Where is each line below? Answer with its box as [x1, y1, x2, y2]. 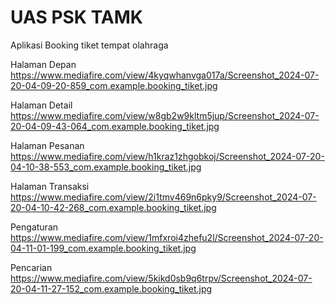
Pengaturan [10, 221, 59, 233]
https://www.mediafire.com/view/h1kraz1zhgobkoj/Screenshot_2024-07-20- [10, 150, 325, 162]
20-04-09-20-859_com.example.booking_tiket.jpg [10, 79, 218, 91]
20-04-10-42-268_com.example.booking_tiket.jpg [10, 201, 217, 213]
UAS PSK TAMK [10, 6, 143, 29]
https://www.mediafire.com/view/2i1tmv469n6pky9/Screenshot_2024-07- [10, 191, 317, 203]
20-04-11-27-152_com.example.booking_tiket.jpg [10, 282, 213, 295]
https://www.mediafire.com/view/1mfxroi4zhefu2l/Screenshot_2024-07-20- [10, 231, 324, 243]
